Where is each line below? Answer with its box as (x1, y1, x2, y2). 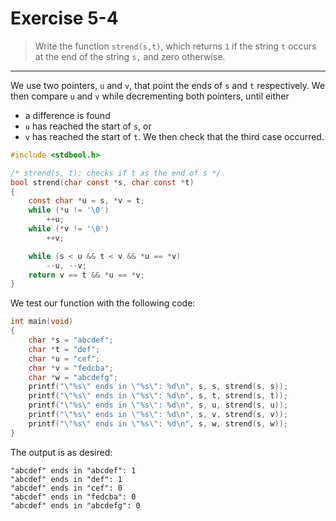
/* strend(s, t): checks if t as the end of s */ (10, 168, 222, 178)
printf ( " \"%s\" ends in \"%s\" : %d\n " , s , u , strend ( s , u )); (28, 400, 289, 411)
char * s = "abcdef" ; (28, 335, 114, 346)
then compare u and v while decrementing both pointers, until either (10, 90, 290, 102)
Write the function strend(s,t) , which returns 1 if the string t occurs (34, 40, 317, 52)
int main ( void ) (10, 317, 74, 327)
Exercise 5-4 (10, 7, 119, 30)
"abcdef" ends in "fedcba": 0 (10, 492, 137, 502)
